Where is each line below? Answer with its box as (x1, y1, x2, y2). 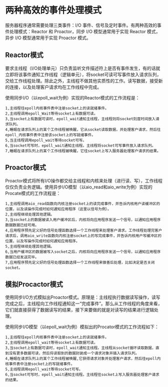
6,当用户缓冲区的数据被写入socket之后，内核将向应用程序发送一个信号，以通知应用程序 (5, 249, 161, 254)
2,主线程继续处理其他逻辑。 (5, 212, 55, 217)
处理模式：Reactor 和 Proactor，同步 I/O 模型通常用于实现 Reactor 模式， (9, 28, 160, 34)
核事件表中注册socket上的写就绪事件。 (5, 361, 75, 367)
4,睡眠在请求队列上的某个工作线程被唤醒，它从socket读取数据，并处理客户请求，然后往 (5, 127, 161, 132)
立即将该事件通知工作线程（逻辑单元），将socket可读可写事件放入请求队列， (5, 71, 161, 77)
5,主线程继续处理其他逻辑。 (5, 244, 55, 249)
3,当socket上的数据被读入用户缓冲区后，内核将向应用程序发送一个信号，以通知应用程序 (5, 217, 161, 222)
